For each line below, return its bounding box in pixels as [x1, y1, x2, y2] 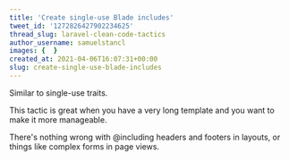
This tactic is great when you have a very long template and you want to [9, 105, 275, 115]
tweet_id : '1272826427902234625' [9, 21, 134, 30]
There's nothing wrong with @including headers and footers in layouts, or [9, 131, 281, 142]
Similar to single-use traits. [9, 87, 108, 98]
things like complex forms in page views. [9, 140, 159, 152]
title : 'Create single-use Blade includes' [9, 13, 174, 22]
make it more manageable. [9, 114, 107, 125]
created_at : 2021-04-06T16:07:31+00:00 [9, 55, 158, 64]
